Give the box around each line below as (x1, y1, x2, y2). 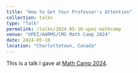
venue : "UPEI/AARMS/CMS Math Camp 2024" (6, 32, 111, 38)
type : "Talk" (6, 20, 40, 26)
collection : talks (6, 15, 53, 21)
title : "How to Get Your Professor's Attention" (6, 9, 133, 15)
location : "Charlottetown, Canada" (6, 43, 97, 49)
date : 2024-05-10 (6, 37, 51, 43)
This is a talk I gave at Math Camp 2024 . (6, 59, 108, 67)
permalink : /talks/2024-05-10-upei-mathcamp (6, 26, 122, 32)
